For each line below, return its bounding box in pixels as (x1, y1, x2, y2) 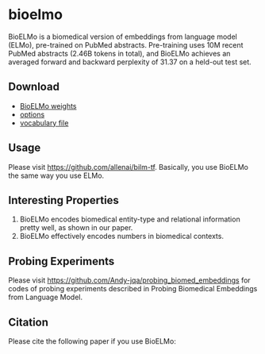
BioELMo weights (19, 101, 77, 110)
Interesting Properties (8, 193, 119, 207)
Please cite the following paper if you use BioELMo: (8, 337, 176, 346)
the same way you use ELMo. (8, 171, 105, 180)
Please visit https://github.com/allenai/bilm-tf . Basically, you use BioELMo (8, 162, 248, 171)
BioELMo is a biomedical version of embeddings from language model (8, 32, 238, 41)
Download (8, 80, 60, 94)
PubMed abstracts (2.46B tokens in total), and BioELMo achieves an (8, 48, 231, 58)
